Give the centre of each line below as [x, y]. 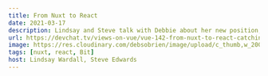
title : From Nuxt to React [53, 15]
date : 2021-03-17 [37, 23]
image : [19, 45]
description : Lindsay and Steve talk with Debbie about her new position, [135, 30]
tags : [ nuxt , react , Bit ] [51, 52]
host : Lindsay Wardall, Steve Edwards [73, 60]
